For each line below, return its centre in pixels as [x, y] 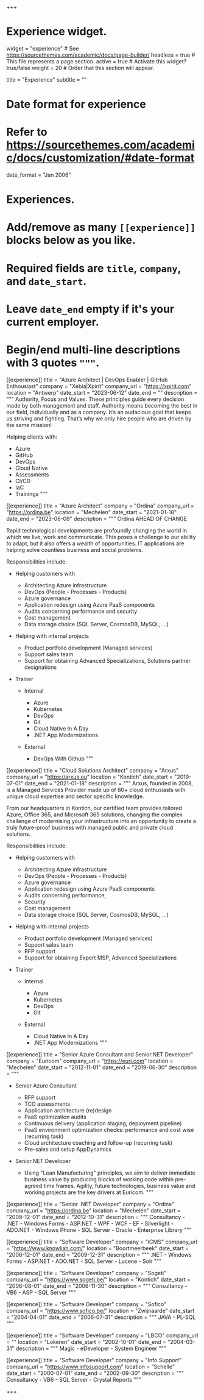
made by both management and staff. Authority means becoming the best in [102, 405]
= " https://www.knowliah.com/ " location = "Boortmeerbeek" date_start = [98, 1248]
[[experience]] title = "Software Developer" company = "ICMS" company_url [102, 1242]
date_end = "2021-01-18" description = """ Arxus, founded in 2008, [109, 783]
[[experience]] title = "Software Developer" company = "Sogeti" [86, 1273]
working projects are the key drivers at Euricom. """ [89, 1192]
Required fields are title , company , [94, 268]
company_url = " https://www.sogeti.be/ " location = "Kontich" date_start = [98, 1279]
